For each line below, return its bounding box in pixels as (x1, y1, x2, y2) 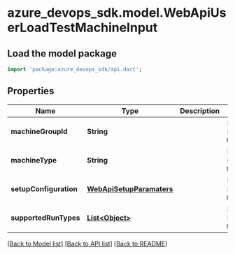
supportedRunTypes (10, 213, 80, 223)
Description (180, 106, 220, 116)
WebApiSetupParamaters (87, 184, 173, 193)
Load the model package (7, 47, 117, 59)
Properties (7, 85, 55, 97)
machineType (10, 155, 57, 165)
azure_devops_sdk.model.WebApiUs (7, 5, 227, 21)
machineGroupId (10, 126, 68, 136)
